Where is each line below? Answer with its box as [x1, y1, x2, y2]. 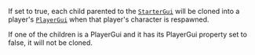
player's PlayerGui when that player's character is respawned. [8, 15, 209, 24]
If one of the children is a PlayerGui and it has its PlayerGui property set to [8, 30, 247, 39]
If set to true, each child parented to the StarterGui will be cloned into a [8, 7, 240, 15]
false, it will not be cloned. [8, 38, 93, 47]
